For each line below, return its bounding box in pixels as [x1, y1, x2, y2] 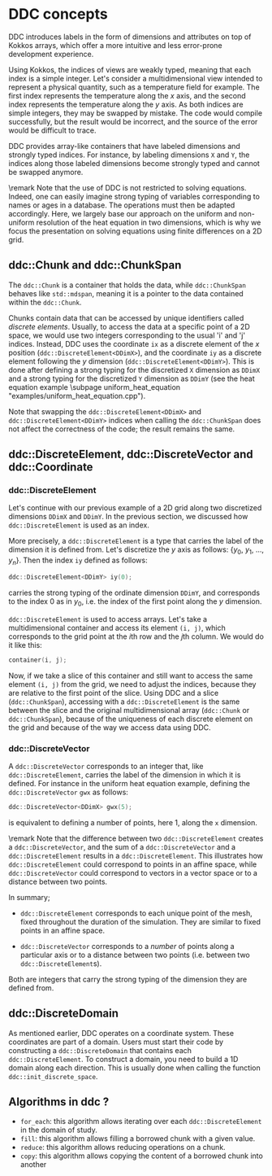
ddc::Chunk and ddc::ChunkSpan [8, 258, 182, 273]
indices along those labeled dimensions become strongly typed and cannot [8, 158, 260, 168]
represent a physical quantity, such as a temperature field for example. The [8, 82, 260, 92]
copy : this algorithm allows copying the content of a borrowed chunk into [19, 1151, 264, 1161]
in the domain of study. [19, 1125, 97, 1135]
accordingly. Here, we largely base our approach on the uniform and [8, 208, 237, 218]
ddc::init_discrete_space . [8, 1071, 98, 1081]
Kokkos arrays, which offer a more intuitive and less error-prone [8, 40, 222, 50]
